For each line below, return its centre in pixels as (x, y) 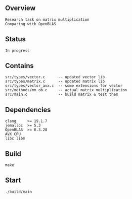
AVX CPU (13, 134)
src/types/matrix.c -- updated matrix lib (55, 81)
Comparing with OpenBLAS (31, 24)
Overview (21, 8)
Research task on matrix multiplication (47, 19)
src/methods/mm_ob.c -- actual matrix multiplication (66, 90)
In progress (17, 51)
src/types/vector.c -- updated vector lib (55, 77)
